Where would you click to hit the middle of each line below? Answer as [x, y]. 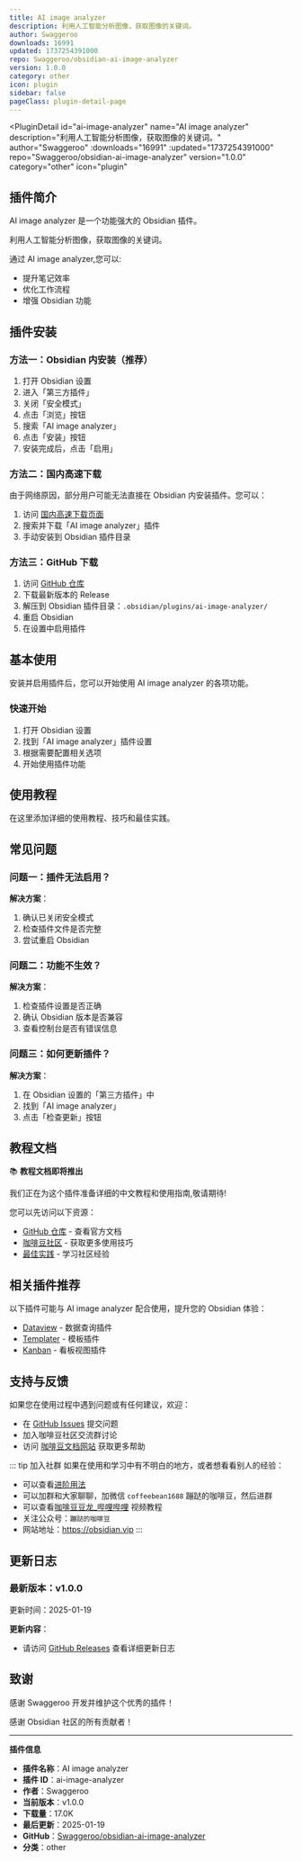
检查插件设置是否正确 [62, 1006]
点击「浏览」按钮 [54, 414]
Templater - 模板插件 [61, 1339]
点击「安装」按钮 [54, 436]
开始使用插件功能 [54, 764]
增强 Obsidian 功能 [57, 301]
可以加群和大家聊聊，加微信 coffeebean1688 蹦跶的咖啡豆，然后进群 [147, 1496]
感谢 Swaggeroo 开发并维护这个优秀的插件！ [92, 1703]
